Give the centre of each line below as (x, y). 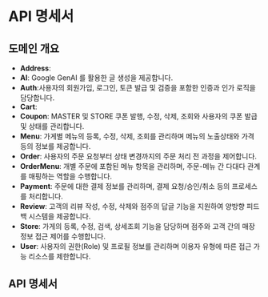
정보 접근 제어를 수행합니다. (63, 236)
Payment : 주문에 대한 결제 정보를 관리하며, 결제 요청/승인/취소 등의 (125, 186)
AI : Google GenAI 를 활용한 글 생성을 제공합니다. (96, 78)
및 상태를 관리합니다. (52, 126)
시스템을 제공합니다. (60, 216)
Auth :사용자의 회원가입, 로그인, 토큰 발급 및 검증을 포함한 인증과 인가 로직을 (138, 88)
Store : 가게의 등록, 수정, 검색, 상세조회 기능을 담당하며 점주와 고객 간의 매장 (138, 226)
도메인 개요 (34, 48)
